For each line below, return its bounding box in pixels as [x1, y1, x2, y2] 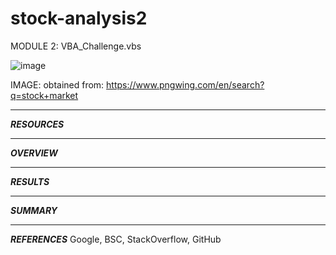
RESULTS [10, 175, 50, 187]
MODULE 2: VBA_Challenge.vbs [10, 40, 142, 52]
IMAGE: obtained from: [10, 78, 105, 91]
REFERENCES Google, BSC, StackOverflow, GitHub [10, 233, 222, 245]
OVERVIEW [10, 147, 58, 159]
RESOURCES [10, 118, 65, 130]
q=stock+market [10, 89, 79, 101]
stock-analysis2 [10, 7, 148, 30]
